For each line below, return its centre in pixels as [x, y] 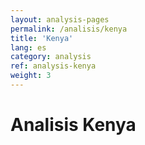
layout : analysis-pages [60, 19]
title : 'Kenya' [42, 38]
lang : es [28, 47]
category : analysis [51, 57]
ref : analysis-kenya [53, 66]
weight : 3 [31, 76]
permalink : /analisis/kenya [69, 29]
